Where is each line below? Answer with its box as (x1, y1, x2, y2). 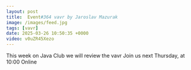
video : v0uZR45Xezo (6, 36, 55, 42)
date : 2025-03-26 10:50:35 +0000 (6, 31, 89, 36)
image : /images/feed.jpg (6, 19, 68, 25)
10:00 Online (6, 58, 37, 65)
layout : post (6, 8, 39, 15)
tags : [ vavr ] (6, 25, 39, 31)
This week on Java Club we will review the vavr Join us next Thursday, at (6, 52, 185, 59)
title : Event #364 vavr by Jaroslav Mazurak (6, 14, 118, 20)
